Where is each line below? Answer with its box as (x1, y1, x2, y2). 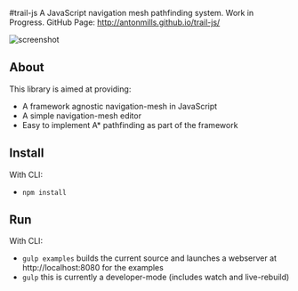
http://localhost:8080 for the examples (21, 263, 165, 273)
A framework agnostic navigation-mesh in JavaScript (21, 101, 218, 111)
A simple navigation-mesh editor (21, 110, 142, 121)
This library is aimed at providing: (9, 84, 132, 94)
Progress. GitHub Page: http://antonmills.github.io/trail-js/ (9, 17, 221, 28)
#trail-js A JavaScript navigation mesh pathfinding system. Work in (9, 8, 254, 18)
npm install (21, 188, 67, 197)
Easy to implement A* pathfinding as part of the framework (21, 119, 238, 130)
